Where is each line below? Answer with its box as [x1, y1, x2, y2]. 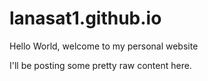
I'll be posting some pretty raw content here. [9, 59, 192, 71]
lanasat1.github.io [9, 7, 162, 30]
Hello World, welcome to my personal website [9, 40, 199, 52]
